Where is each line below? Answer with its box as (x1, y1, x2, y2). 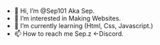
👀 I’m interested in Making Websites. (14, 14, 121, 22)
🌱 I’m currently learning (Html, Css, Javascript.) (14, 22, 154, 30)
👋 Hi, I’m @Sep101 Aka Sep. (14, 7, 95, 15)
